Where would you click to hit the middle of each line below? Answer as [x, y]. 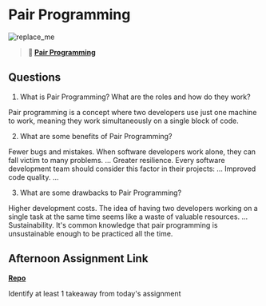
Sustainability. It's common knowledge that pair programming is [113, 225]
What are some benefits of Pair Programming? [96, 136]
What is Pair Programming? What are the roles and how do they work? [135, 97]
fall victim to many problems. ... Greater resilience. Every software [117, 160]
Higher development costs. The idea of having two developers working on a [133, 208]
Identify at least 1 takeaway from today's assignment [95, 293]
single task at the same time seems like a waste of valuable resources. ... [128, 217]
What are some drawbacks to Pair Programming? [101, 193]
